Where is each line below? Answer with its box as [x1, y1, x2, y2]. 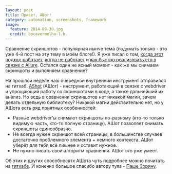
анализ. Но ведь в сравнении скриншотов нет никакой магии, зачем [5, 94, 156, 100]
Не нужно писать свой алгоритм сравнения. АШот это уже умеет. [12, 148, 158, 153]
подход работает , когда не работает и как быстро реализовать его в [5, 57, 157, 62]
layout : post [5, 7, 33, 13]
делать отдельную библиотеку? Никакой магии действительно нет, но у [5, 99, 164, 106]
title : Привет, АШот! [5, 12, 52, 18]
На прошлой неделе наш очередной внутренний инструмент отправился [5, 78, 166, 83]
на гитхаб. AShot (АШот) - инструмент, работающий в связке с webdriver [5, 83, 166, 89]
